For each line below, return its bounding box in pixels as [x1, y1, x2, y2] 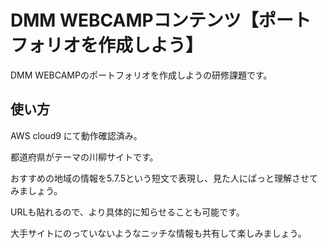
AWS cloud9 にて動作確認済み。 [10, 129, 143, 141]
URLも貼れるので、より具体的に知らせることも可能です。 [10, 206, 245, 218]
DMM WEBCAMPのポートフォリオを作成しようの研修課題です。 [10, 69, 273, 81]
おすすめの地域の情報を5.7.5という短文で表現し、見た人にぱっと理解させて [10, 172, 319, 184]
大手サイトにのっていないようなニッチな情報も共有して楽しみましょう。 [10, 227, 307, 239]
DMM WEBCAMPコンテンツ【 [10, 9, 259, 32]
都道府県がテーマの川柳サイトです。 [10, 151, 159, 163]
